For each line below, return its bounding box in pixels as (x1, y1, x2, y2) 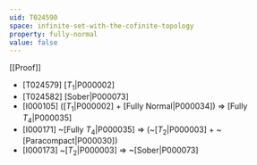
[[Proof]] (9, 62, 42, 73)
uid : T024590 (9, 12, 58, 22)
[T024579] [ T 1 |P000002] (21, 79, 115, 93)
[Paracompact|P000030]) (21, 136, 118, 146)
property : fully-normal (9, 29, 99, 38)
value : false (9, 37, 58, 47)
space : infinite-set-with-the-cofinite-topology (9, 21, 194, 30)
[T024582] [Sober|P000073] (21, 91, 130, 103)
